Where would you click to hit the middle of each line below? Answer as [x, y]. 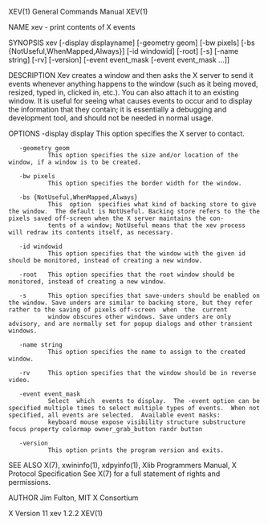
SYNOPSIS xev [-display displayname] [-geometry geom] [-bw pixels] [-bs [132, 43]
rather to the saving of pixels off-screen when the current [118, 310]
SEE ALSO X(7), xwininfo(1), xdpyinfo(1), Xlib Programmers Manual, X [122, 465]
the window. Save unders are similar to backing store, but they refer [130, 303]
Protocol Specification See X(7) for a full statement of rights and [114, 474]
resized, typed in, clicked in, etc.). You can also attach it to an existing [124, 92]
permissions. [30, 482]
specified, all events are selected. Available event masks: [114, 415]
